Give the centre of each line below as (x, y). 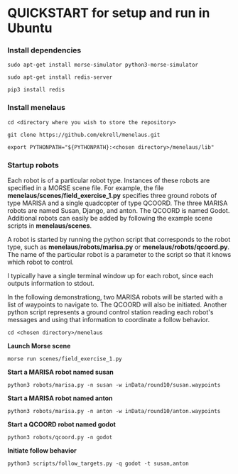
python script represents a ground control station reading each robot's (110, 312)
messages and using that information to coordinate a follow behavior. (109, 320)
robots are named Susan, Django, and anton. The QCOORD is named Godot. (119, 211)
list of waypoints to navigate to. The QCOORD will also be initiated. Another (117, 305)
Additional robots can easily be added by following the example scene (110, 219)
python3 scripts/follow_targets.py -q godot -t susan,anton (98, 464)
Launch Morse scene (39, 346)
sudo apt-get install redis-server (60, 77)
